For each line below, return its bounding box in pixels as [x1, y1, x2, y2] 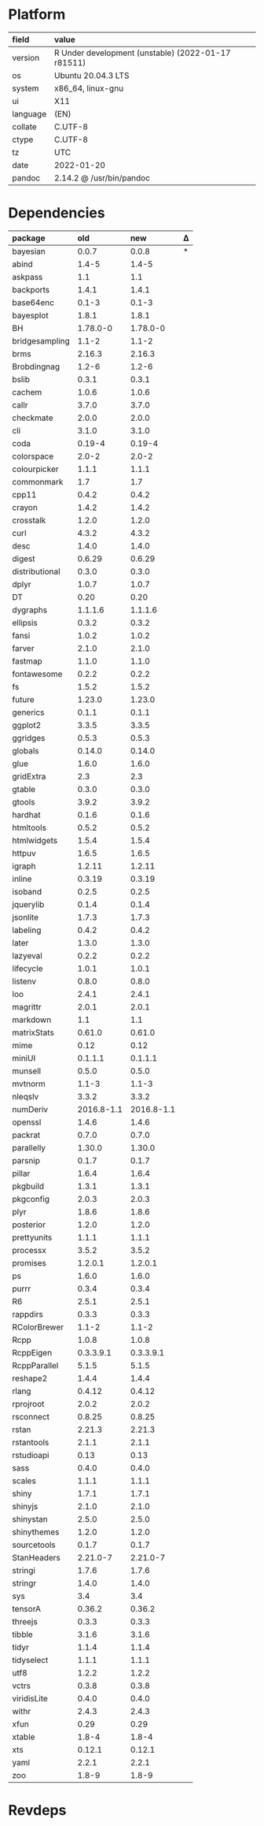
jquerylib [12, 898, 45, 909]
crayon [12, 502, 38, 513]
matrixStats [12, 1027, 55, 1038]
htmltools [12, 822, 47, 833]
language [12, 108, 47, 119]
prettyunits [12, 1232, 53, 1243]
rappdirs [12, 1308, 43, 1319]
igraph [12, 861, 36, 872]
